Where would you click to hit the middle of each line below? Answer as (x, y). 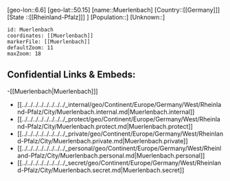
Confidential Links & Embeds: (71, 75)
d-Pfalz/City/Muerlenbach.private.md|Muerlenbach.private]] (102, 141)
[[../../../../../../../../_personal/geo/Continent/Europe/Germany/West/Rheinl (119, 148)
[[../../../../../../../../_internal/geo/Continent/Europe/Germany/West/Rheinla (119, 104)
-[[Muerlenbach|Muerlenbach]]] (53, 91)
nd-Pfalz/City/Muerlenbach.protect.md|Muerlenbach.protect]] (105, 126)
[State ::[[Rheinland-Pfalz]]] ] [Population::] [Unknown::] (86, 17)
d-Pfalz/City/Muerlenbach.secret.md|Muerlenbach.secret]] (101, 170)
